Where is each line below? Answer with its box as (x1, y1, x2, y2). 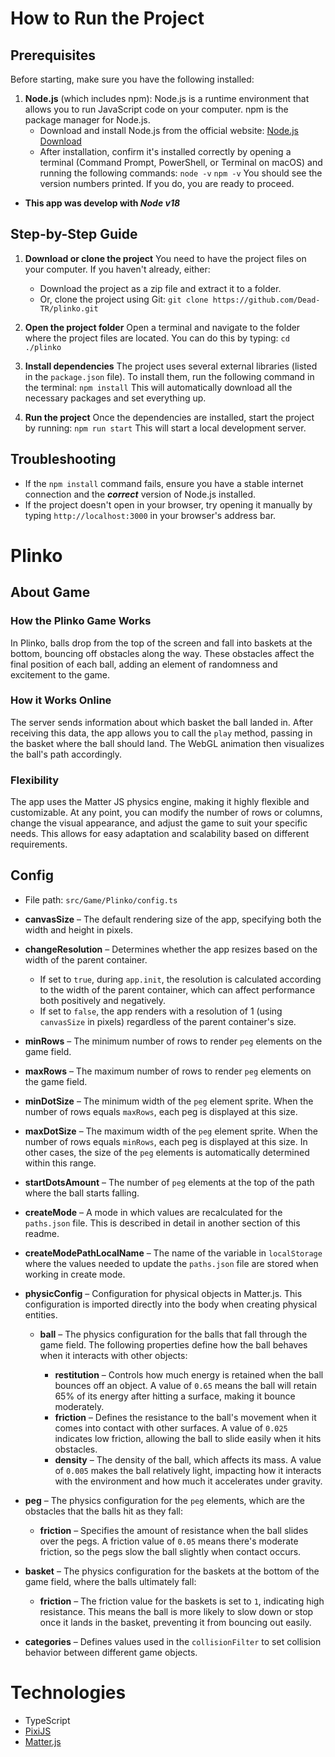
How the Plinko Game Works (10, 614, 152, 628)
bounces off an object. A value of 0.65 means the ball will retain (54, 1379, 318, 1391)
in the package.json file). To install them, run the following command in (24, 370, 315, 382)
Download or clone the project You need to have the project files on (24, 252, 307, 264)
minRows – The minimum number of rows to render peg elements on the (24, 1035, 323, 1047)
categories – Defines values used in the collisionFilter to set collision (24, 1635, 322, 1647)
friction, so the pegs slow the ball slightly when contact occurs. (39, 1545, 302, 1557)
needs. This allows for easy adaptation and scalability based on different (10, 828, 310, 840)
